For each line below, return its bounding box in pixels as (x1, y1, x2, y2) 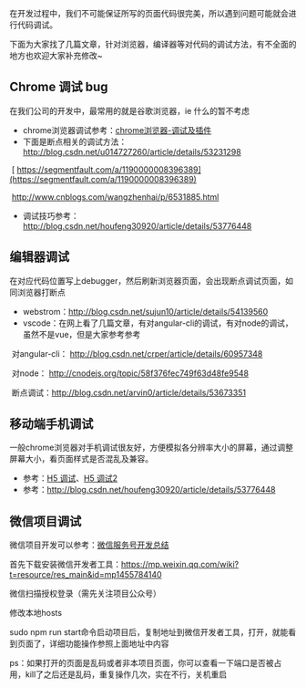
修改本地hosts (9, 608, 62, 619)
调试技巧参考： (22, 210, 79, 221)
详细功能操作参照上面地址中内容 (48, 638, 169, 650)
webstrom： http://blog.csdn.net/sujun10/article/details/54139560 (22, 306, 269, 317)
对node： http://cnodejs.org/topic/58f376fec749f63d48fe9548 (11, 368, 249, 379)
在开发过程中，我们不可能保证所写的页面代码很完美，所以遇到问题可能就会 (9, 8, 289, 18)
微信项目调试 (9, 514, 82, 529)
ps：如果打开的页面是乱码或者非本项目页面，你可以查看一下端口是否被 (9, 658, 274, 669)
